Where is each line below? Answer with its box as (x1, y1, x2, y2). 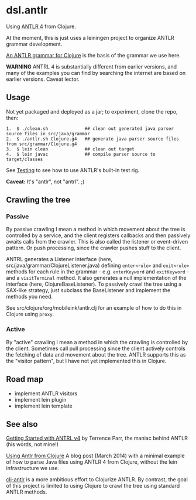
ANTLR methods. (6, 488, 47, 495)
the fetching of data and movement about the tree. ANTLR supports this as (6, 351, 186, 358)
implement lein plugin (14, 396, 67, 403)
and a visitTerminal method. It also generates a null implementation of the (6, 275, 187, 282)
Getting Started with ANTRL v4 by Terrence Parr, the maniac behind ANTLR (6, 434, 188, 442)
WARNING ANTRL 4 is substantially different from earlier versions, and (6, 63, 177, 70)
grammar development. (6, 40, 63, 47)
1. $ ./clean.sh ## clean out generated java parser (6, 125, 174, 132)
